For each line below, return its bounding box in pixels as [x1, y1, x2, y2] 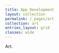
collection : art [5, 21, 39, 26]
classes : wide [5, 30, 35, 35]
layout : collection [5, 12, 46, 17]
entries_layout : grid [5, 26, 50, 30]
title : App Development [5, 7, 55, 12]
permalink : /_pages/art [5, 16, 55, 21]
